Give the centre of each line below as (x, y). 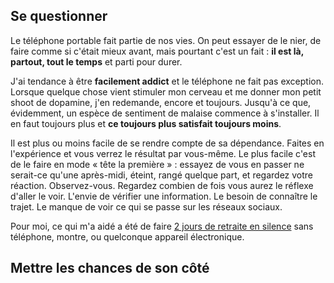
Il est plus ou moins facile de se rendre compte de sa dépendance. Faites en (167, 143)
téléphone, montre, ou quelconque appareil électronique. (127, 236)
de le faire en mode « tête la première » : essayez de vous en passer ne (157, 164)
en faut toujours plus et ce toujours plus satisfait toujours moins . (146, 123)
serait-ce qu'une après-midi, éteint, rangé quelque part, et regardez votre (162, 175)
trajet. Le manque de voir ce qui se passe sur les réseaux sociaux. (146, 206)
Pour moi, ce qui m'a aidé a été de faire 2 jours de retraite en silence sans (162, 226)
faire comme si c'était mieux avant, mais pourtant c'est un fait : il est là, (157, 51)
